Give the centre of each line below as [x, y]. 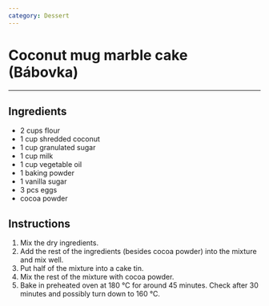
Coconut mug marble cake [98, 55]
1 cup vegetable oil [51, 165]
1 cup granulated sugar [58, 148]
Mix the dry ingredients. [59, 243]
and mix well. [42, 260]
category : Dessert [39, 16]
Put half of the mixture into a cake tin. [82, 268]
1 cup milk [36, 156]
